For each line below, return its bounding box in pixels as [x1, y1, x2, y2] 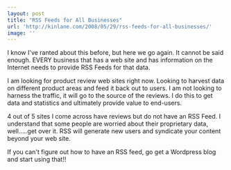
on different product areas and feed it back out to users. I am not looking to [7, 84, 222, 92]
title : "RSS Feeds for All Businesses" [7, 17, 123, 24]
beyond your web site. [7, 135, 71, 143]
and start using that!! [7, 155, 67, 164]
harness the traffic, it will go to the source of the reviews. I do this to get [7, 92, 213, 100]
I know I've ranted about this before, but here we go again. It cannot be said [7, 49, 224, 57]
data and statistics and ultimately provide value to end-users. [7, 99, 182, 108]
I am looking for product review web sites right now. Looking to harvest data [7, 77, 225, 85]
